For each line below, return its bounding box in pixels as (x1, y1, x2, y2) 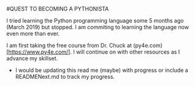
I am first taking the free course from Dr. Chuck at (6, 42, 132, 49)
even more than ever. (6, 30, 60, 37)
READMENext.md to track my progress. (15, 73, 115, 80)
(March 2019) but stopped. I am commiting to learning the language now (6, 24, 189, 30)
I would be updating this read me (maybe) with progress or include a (15, 66, 188, 74)
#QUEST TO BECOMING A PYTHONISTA (6, 5, 109, 12)
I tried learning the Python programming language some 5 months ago (6, 17, 184, 24)
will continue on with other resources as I (75, 48, 180, 56)
